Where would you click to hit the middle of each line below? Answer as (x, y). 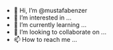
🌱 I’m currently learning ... (50, 25)
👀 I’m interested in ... (42, 18)
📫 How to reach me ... (45, 40)
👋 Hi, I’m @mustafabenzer (50, 10)
